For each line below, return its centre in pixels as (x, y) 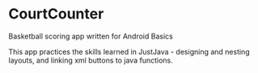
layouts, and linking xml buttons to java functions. (91, 60)
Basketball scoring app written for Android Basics (91, 36)
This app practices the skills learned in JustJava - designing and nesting (129, 51)
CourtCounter (56, 14)
